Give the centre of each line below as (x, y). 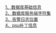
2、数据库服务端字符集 (28, 13)
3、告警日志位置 (22, 19)
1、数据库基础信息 (23, 7)
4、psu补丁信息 (21, 25)
